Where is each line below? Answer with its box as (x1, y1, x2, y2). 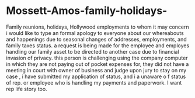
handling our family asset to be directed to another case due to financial (6, 48, 179, 55)
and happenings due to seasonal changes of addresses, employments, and (6, 36, 187, 43)
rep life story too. (6, 85, 48, 92)
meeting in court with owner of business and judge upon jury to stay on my (6, 66, 187, 73)
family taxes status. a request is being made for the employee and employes (6, 42, 190, 49)
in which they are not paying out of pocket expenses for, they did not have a (6, 60, 189, 68)
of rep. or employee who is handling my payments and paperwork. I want (6, 79, 182, 86)
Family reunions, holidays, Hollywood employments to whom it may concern (6, 23, 189, 30)
